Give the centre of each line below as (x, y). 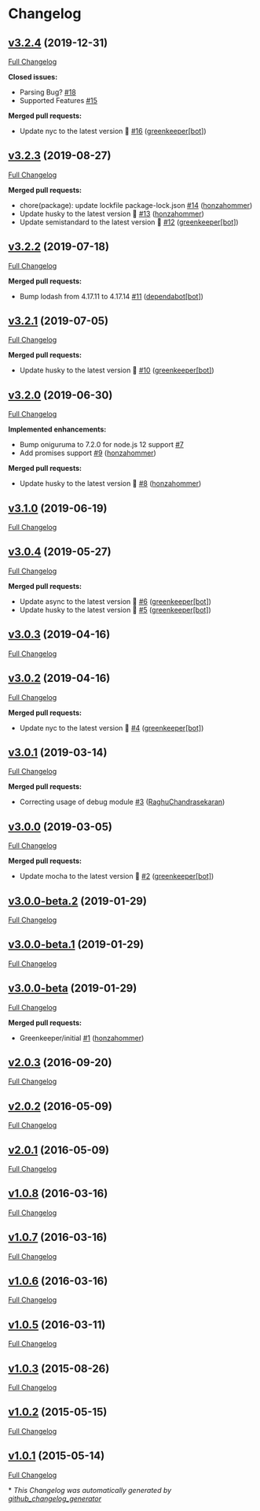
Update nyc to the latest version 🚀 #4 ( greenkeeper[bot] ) (112, 728)
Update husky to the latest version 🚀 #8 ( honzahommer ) (110, 483)
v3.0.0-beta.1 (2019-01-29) (76, 944)
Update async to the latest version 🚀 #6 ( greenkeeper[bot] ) (115, 601)
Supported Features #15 (59, 100)
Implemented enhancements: (57, 429)
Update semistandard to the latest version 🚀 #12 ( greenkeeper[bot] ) (129, 222)
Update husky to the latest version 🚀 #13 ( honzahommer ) (112, 213)
